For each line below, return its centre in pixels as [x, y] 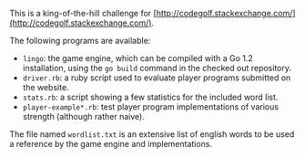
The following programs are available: [80, 41]
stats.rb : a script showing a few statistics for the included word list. [150, 97]
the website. [46, 87]
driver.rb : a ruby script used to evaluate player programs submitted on [157, 78]
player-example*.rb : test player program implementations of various [151, 107]
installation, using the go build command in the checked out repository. [157, 68]
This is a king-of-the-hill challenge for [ [83, 13]
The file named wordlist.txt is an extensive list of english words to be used [152, 134]
